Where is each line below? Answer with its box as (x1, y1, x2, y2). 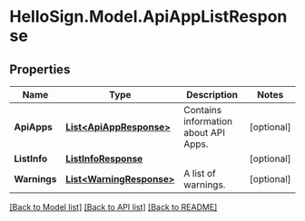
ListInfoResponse (64, 152, 143, 165)
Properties (9, 62, 71, 77)
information (182, 115, 233, 128)
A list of (182, 168, 216, 179)
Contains (182, 104, 222, 116)
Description (185, 89, 239, 101)
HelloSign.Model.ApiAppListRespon (9, 6, 288, 27)
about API (182, 127, 225, 139)
